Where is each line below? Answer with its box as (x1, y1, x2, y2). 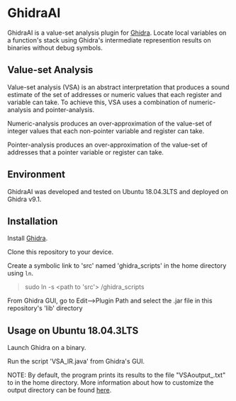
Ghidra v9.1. (7, 195, 42, 203)
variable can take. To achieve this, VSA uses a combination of (7, 98, 188, 106)
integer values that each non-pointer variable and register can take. (7, 126, 205, 135)
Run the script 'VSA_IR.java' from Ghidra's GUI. (7, 357, 145, 366)
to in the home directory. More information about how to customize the (7, 378, 214, 387)
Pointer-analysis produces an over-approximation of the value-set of (7, 140, 208, 149)
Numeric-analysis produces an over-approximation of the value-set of (7, 119, 213, 128)
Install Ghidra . (7, 234, 48, 242)
